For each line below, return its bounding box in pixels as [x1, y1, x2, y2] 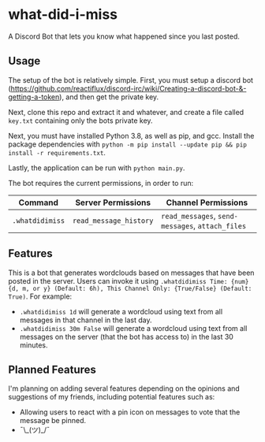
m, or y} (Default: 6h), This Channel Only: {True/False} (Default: [22, 284, 252, 292]
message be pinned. [19, 416, 87, 425]
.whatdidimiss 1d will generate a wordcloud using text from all [19, 306, 223, 316]
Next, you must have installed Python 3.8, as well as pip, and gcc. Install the [8, 131, 255, 140]
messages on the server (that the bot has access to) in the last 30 [19, 332, 234, 341]
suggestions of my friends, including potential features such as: [8, 392, 215, 402]
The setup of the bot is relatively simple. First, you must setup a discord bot [8, 75, 254, 84]
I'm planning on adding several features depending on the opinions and [8, 384, 241, 393]
